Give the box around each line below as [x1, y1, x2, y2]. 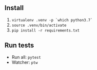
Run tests [4, 41, 34, 50]
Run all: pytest [11, 54, 41, 60]
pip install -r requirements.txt [11, 28, 80, 33]
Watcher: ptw [11, 59, 38, 65]
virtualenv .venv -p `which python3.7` [11, 17, 93, 22]
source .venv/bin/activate [11, 23, 67, 28]
